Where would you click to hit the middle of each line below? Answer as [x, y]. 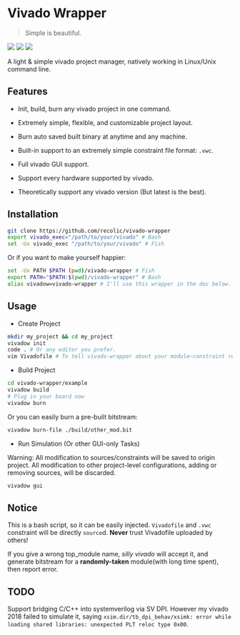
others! [18, 540]
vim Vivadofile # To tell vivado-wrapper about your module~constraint [116, 356]
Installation [33, 215]
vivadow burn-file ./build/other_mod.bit [70, 430]
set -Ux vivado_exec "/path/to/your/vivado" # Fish [86, 244]
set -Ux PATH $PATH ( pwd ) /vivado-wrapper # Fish [81, 271]
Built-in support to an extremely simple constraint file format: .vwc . [115, 150]
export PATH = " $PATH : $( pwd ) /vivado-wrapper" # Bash [84, 277]
